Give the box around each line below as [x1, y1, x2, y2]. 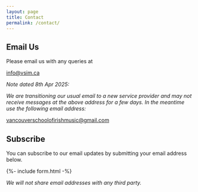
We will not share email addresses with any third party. [6, 179, 142, 186]
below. [6, 156, 23, 163]
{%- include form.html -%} [6, 168, 72, 175]
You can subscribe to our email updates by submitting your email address [6, 150, 187, 157]
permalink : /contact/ [6, 20, 60, 26]
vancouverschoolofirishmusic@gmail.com [6, 117, 109, 124]
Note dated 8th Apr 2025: [6, 81, 70, 88]
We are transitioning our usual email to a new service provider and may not [6, 92, 192, 100]
